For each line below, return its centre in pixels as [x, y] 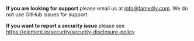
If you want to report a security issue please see [65, 26]
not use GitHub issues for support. [48, 14]
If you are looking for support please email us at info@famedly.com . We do [97, 8]
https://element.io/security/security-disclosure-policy [70, 32]
